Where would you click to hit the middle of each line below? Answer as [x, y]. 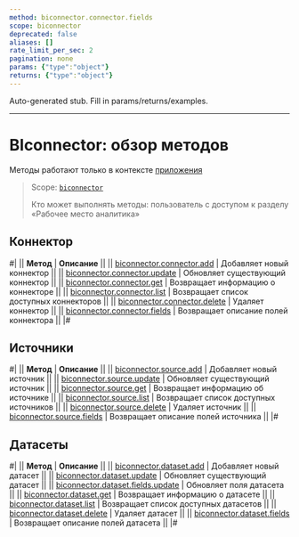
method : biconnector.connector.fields [81, 17]
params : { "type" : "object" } [59, 68]
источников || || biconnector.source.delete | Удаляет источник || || [133, 407]
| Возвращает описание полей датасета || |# [93, 523]
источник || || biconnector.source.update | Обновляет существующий [139, 378]
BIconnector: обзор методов [119, 145]
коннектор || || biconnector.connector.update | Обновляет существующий [148, 273]
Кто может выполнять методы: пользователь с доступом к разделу [160, 204]
